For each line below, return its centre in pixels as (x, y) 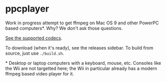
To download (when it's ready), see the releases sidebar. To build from (79, 48)
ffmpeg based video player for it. (40, 73)
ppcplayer (27, 9)
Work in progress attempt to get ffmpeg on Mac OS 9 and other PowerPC (82, 23)
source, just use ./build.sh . (35, 53)
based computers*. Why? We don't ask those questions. (64, 28)
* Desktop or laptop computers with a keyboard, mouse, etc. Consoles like (83, 63)
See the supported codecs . (34, 38)
